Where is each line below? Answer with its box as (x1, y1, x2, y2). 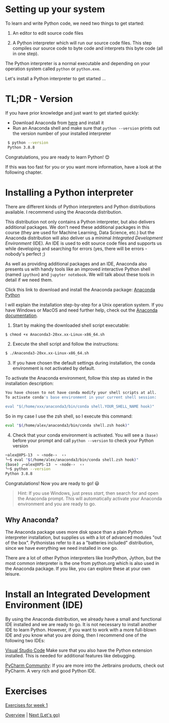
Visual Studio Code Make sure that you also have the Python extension (5, 647, 152, 653)
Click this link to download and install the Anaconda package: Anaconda (5, 286, 155, 292)
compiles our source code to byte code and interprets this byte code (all (12, 45, 163, 51)
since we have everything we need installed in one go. (5, 545, 119, 551)
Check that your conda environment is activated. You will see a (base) (12, 432, 158, 438)
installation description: (5, 380, 54, 387)
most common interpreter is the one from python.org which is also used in (5, 560, 159, 566)
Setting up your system (5, 4, 105, 15)
